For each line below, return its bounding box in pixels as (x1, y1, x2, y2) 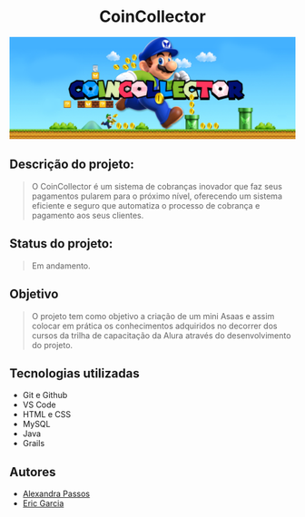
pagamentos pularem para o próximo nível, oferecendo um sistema (31, 190, 283, 201)
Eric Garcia (22, 498, 64, 509)
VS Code (22, 399, 56, 410)
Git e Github (22, 390, 68, 401)
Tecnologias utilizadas (9, 366, 140, 381)
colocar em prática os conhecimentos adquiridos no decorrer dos (31, 320, 278, 331)
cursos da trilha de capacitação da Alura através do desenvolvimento (31, 329, 291, 341)
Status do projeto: (9, 236, 113, 251)
